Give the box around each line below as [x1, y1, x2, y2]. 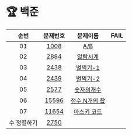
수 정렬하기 [9, 119, 38, 127]
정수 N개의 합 [70, 96, 106, 104]
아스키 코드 [73, 107, 102, 116]
